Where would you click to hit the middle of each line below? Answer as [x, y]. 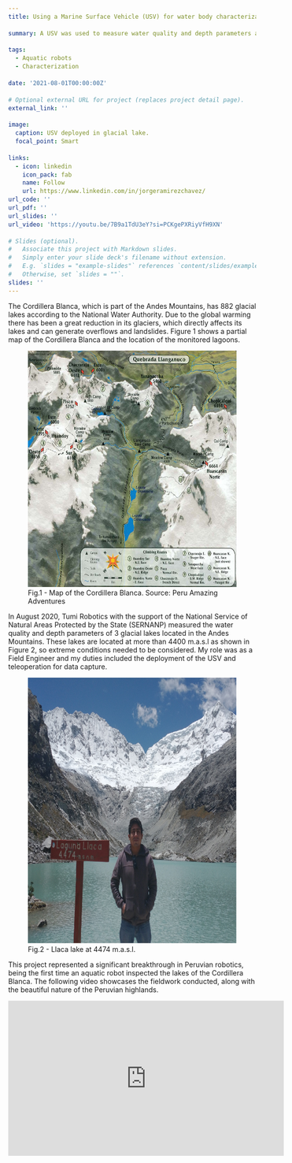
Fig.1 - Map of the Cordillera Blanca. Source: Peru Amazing [123, 593]
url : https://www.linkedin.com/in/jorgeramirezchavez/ [114, 191]
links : [19, 158]
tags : [17, 50]
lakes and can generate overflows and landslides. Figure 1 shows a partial [128, 331]
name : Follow [44, 183]
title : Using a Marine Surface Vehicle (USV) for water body [111, 17]
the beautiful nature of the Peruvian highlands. [83, 990]
